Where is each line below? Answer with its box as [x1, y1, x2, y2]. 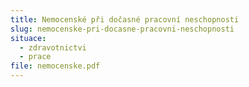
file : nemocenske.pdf [10, 61, 101, 71]
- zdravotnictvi [19, 42, 87, 53]
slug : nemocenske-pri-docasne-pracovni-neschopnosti [10, 24, 235, 34]
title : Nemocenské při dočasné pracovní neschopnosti [10, 14, 240, 25]
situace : [10, 33, 47, 43]
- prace [19, 52, 52, 62]
